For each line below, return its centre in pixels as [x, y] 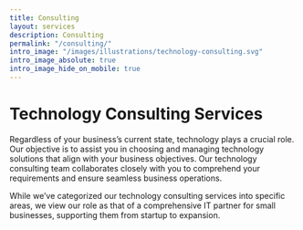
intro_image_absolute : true [63, 60]
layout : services [42, 26]
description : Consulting [57, 35]
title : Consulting [44, 18]
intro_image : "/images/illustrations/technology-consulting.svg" [136, 52]
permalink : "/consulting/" [61, 43]
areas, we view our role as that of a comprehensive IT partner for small [143, 205]
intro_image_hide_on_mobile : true [75, 69]
